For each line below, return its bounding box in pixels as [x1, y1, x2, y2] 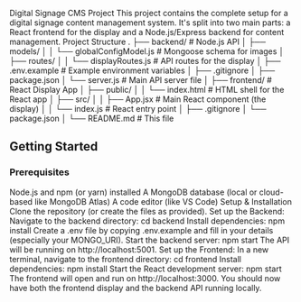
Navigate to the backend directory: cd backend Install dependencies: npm [9, 215, 286, 226]
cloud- [259, 187, 285, 197]
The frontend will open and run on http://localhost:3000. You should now [9, 272, 281, 283]
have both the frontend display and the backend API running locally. [9, 282, 262, 293]
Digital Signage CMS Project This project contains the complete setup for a [9, 8, 289, 18]
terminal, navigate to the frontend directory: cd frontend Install [9, 253, 242, 264]
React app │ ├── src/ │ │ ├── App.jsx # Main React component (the [9, 94, 267, 105]
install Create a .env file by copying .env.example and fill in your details [9, 224, 274, 235]
